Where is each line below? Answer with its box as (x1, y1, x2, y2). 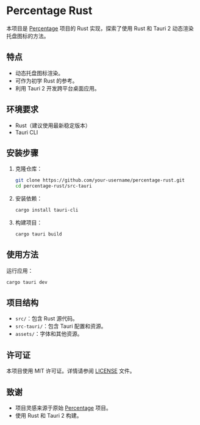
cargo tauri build (15, 231, 62, 237)
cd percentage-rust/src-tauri (15, 183, 93, 190)
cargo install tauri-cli (15, 207, 79, 213)
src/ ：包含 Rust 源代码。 (15, 315, 78, 322)
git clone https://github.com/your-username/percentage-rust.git (15, 177, 185, 183)
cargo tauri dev (6, 279, 48, 285)
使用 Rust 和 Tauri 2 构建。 (15, 412, 82, 419)
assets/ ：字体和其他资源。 (15, 330, 83, 338)
